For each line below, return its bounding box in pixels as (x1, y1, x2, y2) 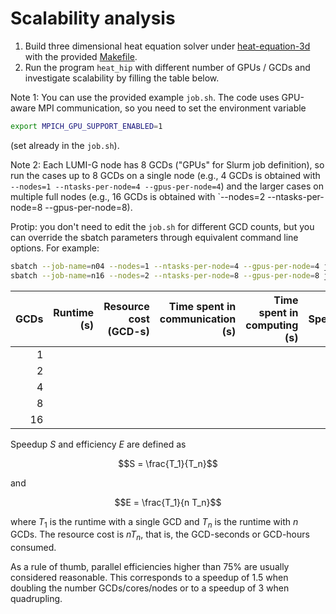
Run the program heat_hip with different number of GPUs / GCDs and (24, 61, 311, 73)
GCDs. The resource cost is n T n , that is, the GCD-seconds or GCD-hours (10, 528, 310, 543)
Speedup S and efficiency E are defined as (10, 438, 187, 450)
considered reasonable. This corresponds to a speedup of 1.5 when (10, 572, 289, 584)
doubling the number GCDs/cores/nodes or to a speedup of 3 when (10, 582, 290, 594)
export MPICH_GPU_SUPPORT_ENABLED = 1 (10, 121, 163, 131)
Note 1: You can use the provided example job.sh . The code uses (10, 91, 280, 103)
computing (245, 318, 299, 332)
